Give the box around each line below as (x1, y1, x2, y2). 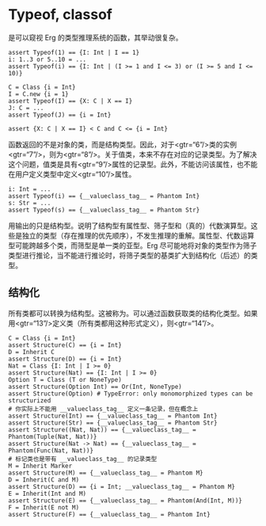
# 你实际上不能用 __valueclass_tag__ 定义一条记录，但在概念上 (8, 405, 199, 413)
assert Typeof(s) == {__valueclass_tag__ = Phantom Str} (8, 206, 200, 214)
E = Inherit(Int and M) (8, 490, 87, 497)
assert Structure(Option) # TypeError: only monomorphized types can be (8, 390, 253, 398)
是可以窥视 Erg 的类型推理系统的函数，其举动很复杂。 (8, 32, 183, 42)
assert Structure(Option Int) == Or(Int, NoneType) (8, 383, 182, 391)
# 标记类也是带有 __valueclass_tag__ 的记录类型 (8, 455, 158, 463)
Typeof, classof (8, 6, 112, 24)
